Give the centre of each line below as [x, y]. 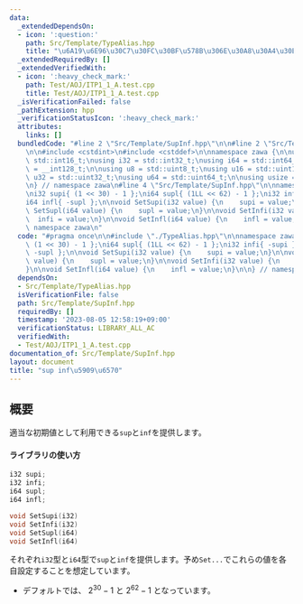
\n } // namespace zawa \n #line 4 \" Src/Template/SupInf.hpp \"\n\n [151, 186]
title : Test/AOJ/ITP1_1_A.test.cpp [92, 93]
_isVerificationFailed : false [74, 102]
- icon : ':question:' [58, 34]
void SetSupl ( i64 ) [44, 533]
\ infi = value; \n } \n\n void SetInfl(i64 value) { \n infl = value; [161, 219]
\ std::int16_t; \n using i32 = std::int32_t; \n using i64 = [137, 160]
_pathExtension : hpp [56, 110]
